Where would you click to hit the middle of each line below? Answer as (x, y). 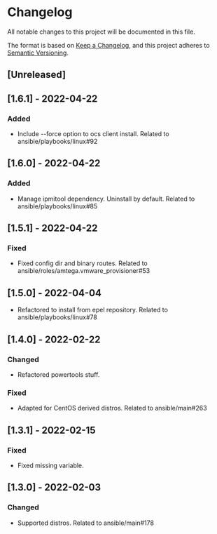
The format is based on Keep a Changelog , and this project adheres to (108, 45)
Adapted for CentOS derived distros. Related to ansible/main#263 (112, 408)
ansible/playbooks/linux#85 (57, 206)
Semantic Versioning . (38, 53)
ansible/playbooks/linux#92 (57, 142)
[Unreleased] (37, 75)
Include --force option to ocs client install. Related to (93, 134)
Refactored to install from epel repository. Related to (92, 310)
